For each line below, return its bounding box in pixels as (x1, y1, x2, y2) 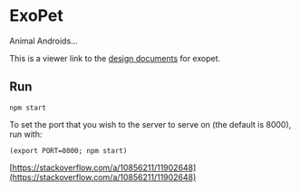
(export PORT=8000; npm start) (9, 146, 128, 155)
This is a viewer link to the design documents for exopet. (9, 53, 221, 63)
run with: (9, 129, 43, 139)
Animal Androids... (9, 35, 79, 46)
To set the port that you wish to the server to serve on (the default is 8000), (9, 119, 292, 129)
